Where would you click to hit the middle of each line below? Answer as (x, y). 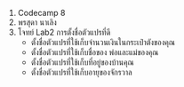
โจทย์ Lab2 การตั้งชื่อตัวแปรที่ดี (64, 32)
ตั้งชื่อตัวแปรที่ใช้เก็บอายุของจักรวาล (81, 72)
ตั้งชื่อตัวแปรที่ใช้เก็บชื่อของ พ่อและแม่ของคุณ (95, 52)
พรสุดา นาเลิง (37, 22)
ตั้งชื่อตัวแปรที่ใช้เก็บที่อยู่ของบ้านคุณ (83, 62)
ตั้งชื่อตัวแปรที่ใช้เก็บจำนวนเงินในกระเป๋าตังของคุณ (103, 42)
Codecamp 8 (41, 13)
